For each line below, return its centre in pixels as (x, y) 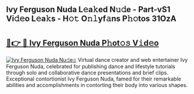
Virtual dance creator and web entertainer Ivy (133, 60)
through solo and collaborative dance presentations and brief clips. (87, 73)
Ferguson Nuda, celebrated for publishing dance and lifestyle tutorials (91, 66)
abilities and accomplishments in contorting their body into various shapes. (97, 85)
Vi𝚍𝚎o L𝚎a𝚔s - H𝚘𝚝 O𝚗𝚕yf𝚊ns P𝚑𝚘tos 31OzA (91, 19)
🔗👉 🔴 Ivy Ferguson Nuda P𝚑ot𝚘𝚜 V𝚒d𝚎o (83, 43)
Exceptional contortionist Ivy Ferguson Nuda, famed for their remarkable (93, 79)
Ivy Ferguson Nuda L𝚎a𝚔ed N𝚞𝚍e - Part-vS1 (88, 10)
